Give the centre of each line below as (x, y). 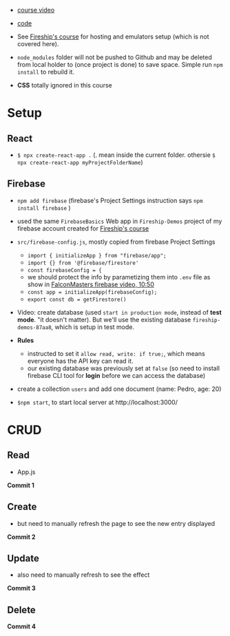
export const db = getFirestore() (77, 299)
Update (23, 559)
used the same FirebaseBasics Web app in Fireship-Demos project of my (119, 221)
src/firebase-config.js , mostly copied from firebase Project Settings (116, 242)
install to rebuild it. (45, 72)
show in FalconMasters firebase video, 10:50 (91, 284)
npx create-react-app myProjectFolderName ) (80, 162)
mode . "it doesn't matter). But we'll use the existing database (104, 319)
